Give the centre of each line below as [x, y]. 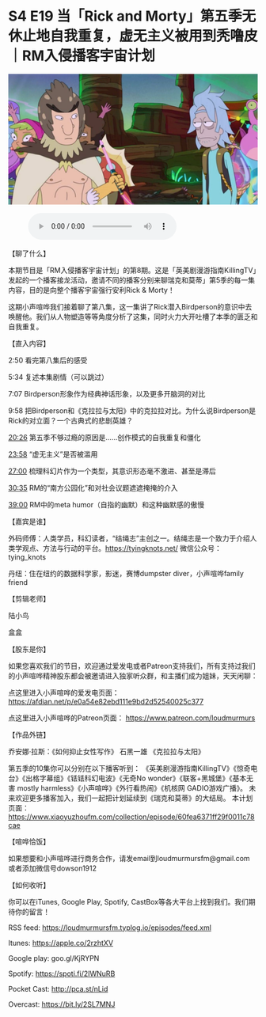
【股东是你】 [29, 649]
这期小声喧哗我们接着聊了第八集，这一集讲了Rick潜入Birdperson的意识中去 [130, 306]
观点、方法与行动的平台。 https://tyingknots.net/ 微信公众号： [122, 548]
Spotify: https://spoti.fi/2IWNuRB [62, 973]
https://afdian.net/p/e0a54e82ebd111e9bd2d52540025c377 [106, 701]
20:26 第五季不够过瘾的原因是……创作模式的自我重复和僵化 [104, 437]
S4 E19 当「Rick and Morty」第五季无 [132, 16]
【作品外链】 [29, 734]
